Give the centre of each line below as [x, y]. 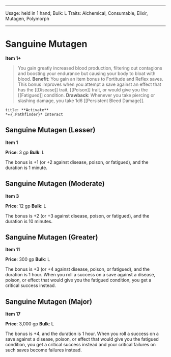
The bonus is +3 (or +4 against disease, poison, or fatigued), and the [78, 269]
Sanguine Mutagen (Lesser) [50, 130]
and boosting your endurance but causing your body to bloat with [87, 73]
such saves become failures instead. [44, 350]
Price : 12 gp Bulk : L [26, 206]
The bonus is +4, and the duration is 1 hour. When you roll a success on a [82, 334]
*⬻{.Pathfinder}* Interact [34, 114]
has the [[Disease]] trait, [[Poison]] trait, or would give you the [83, 89]
